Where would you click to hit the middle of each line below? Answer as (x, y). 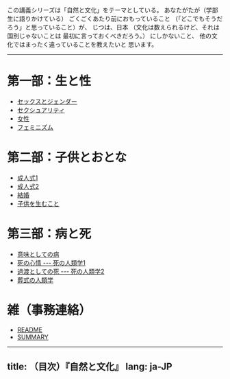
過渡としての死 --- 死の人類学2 (61, 271)
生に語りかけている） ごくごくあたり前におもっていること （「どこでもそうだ (115, 19)
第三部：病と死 (49, 234)
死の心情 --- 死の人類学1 (51, 262)
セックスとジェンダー (47, 101)
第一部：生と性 (49, 81)
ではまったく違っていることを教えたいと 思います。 (85, 44)
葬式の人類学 (35, 279)
